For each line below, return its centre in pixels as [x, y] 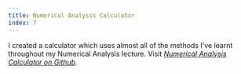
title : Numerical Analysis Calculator [71, 15]
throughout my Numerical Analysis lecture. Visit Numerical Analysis [117, 54]
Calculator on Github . [43, 62]
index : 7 [22, 23]
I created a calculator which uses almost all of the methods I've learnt [120, 45]
